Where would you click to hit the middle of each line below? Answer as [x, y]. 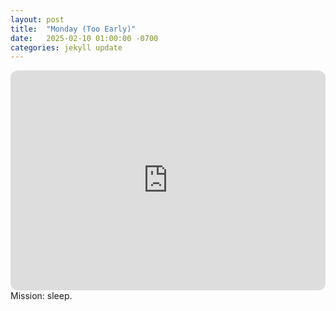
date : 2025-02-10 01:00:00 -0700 [84, 38]
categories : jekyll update [66, 47]
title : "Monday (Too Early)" [73, 29]
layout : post [37, 19]
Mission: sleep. [41, 296]
